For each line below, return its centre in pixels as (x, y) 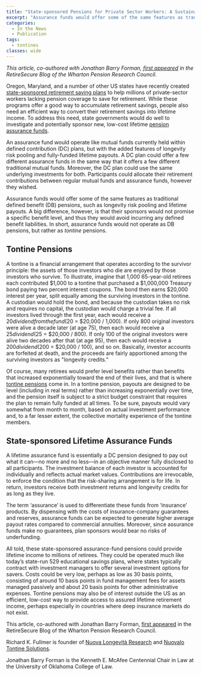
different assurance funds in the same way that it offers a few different (93, 161)
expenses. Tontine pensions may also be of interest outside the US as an (96, 593)
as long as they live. (31, 493)
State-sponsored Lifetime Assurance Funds (89, 441)
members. (19, 422)
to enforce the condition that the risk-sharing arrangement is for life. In (93, 481)
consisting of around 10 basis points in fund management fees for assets (96, 581)
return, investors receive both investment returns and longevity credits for (97, 487)
